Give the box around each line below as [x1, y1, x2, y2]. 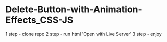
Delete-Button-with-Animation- [5, 4, 143, 15]
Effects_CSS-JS [5, 14, 74, 26]
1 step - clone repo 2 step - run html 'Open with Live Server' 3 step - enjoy [5, 31, 162, 37]
